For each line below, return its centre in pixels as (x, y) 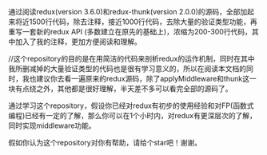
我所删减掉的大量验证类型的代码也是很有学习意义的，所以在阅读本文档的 (127, 69)
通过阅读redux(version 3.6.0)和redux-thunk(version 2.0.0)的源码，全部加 (128, 12)
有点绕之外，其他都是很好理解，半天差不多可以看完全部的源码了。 (124, 89)
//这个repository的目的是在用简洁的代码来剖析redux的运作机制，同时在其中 (132, 59)
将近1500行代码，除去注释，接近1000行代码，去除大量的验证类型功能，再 (136, 22)
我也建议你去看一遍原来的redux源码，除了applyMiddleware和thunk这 (136, 79)
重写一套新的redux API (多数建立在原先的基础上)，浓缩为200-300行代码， (130, 32)
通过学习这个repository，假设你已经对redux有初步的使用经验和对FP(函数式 (131, 105)
